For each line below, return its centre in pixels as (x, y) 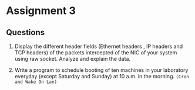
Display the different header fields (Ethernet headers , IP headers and (99, 46)
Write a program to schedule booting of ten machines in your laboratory (101, 70)
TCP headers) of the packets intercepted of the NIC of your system (96, 53)
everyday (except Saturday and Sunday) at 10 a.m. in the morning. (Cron (102, 76)
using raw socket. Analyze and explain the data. (73, 59)
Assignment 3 (41, 11)
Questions (26, 32)
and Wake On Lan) (36, 82)
